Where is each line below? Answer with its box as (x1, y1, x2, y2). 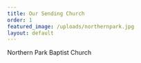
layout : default (7, 29, 54, 37)
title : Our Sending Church (7, 10, 85, 17)
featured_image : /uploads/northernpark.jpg (7, 23, 135, 30)
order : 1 (7, 17, 32, 24)
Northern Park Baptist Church (7, 48, 92, 57)
